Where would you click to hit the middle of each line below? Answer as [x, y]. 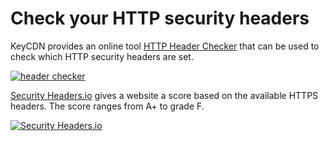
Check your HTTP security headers [160, 18]
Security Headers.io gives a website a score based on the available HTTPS [164, 95]
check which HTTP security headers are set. [102, 56]
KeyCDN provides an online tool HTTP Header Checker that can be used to [165, 46]
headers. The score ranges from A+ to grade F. [107, 106]
